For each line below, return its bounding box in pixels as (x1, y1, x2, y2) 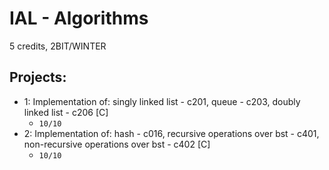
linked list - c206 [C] (23, 106, 109, 118)
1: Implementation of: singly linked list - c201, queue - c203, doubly (23, 95, 301, 107)
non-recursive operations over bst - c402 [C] (23, 138, 211, 150)
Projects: (9, 69, 67, 86)
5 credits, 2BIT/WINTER (9, 40, 107, 52)
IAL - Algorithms (9, 7, 149, 30)
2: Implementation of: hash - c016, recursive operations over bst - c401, (23, 127, 320, 139)
